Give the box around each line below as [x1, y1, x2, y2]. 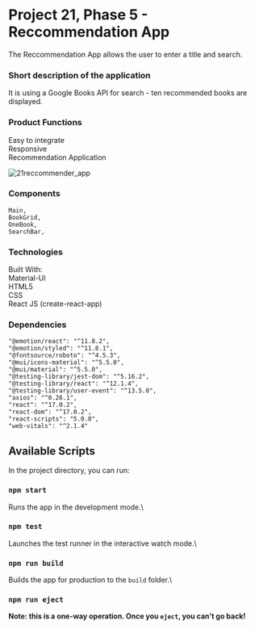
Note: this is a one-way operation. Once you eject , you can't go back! [8, 611, 246, 621]
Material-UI [8, 273, 46, 283]
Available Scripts [8, 444, 95, 458]
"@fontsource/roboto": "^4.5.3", [8, 351, 121, 360]
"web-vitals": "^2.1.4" [8, 422, 89, 430]
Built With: [8, 265, 43, 275]
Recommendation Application [8, 152, 107, 162]
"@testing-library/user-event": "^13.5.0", [8, 387, 157, 395]
